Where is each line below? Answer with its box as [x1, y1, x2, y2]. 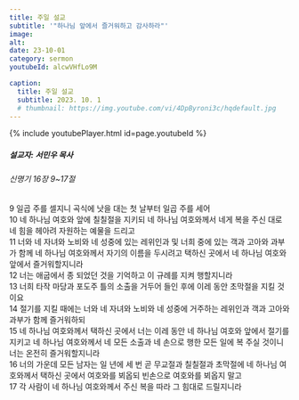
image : [9, 29, 34, 38]
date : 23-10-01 [9, 46, 66, 55]
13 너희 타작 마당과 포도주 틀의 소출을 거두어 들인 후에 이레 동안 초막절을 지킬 [9, 281, 276, 291]
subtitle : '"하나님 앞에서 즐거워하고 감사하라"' [9, 21, 169, 30]
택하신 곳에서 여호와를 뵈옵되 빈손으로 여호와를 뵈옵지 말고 [39, 370, 242, 380]
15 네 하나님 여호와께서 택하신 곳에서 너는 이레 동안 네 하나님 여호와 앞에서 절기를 [9, 325, 290, 336]
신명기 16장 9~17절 [9, 174, 76, 184]
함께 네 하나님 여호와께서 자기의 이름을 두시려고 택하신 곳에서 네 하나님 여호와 [18, 247, 287, 258]
